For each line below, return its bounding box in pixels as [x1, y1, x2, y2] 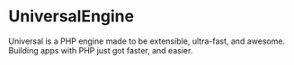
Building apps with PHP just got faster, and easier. [8, 45, 193, 55]
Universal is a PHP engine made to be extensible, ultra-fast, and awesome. [8, 36, 285, 46]
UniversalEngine [8, 6, 135, 27]
